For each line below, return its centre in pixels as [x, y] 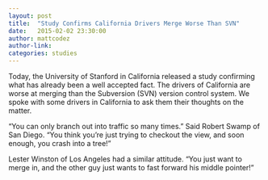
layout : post [30, 16]
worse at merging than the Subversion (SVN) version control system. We [129, 93]
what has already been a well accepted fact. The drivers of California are [130, 85]
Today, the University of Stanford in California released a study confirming [132, 76]
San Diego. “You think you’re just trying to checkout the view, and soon [126, 135]
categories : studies [43, 53]
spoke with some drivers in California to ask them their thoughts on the [126, 102]
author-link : [30, 46]
